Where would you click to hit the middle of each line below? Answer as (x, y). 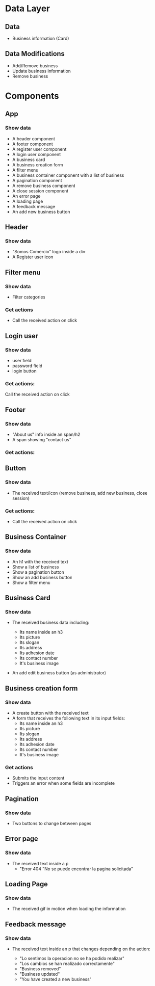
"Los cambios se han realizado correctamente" (67, 964)
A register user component (39, 149)
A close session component (40, 191)
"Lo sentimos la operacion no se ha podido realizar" (72, 959)
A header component (34, 138)
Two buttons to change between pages (52, 823)
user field (22, 361)
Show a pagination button (38, 572)
